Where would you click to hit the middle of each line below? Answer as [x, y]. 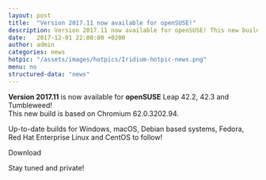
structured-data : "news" [49, 74]
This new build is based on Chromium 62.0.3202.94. [94, 113]
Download [25, 152]
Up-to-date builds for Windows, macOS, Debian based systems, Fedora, [126, 129]
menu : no [23, 67]
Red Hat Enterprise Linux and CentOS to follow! [85, 137]
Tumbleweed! [30, 105]
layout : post [30, 15]
